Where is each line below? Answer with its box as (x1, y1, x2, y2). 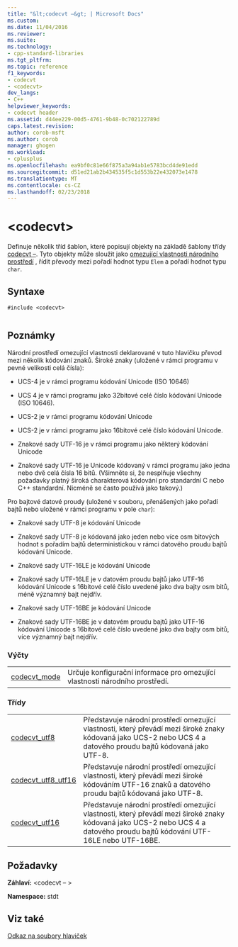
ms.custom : (7, 17, 40, 24)
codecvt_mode (11, 672, 61, 682)
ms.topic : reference (7, 63, 69, 70)
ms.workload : (7, 149, 46, 156)
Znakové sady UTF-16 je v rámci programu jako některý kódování (17, 439, 209, 448)
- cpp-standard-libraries (7, 50, 84, 57)
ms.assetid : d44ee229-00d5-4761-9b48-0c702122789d (7, 116, 160, 123)
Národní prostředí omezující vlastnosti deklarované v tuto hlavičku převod (7, 348, 222, 357)
